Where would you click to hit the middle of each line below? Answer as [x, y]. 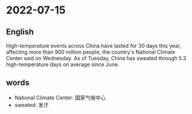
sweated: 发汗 [31, 105]
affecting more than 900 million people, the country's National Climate [91, 52]
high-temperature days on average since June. [63, 64]
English [20, 32]
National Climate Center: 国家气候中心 [60, 98]
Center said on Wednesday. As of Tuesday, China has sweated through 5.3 [96, 58]
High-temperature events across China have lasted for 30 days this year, [94, 46]
